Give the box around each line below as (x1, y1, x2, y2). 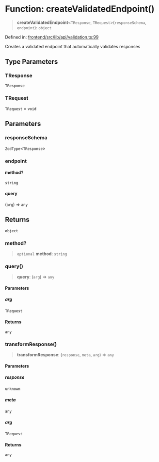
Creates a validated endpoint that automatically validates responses (5, 43, 141, 49)
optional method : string (16, 251, 67, 257)
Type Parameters (5, 57, 58, 66)
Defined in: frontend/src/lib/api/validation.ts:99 (5, 34, 99, 40)
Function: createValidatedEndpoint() (5, 3, 155, 15)
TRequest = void (5, 106, 37, 111)
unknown (5, 386, 21, 391)
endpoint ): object (16, 24, 52, 30)
